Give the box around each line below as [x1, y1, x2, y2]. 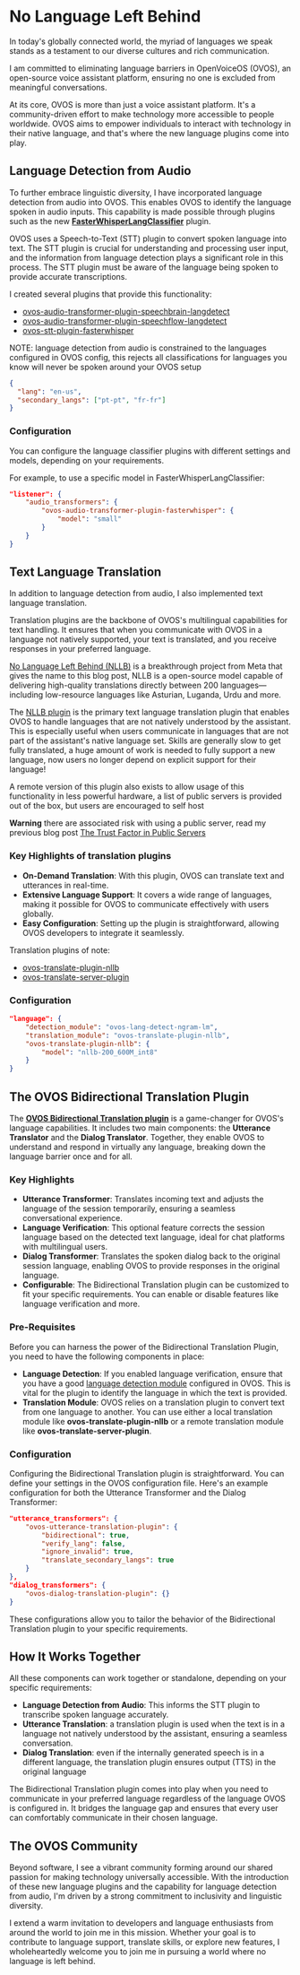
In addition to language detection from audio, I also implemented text [9, 588, 263, 599]
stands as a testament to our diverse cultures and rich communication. [9, 45, 270, 56]
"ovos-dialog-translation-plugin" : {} [25, 1589, 170, 1598]
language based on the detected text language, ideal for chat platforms [21, 1232, 285, 1243]
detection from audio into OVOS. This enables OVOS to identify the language [9, 196, 292, 207]
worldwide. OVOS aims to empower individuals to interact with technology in [9, 118, 292, 129]
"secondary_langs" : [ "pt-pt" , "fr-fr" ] [17, 395, 167, 404]
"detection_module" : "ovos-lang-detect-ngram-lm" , [25, 1022, 219, 1032]
